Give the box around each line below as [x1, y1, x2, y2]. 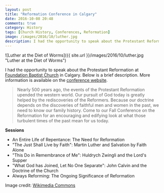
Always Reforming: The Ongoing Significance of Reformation [12, 173, 135, 178]
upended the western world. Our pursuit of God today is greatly [17, 92, 145, 97]
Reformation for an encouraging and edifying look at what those [17, 113, 146, 118]
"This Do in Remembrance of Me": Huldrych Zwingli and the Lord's [12, 152, 147, 158]
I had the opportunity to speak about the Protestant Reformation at [5, 67, 139, 73]
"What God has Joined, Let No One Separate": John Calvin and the [12, 162, 147, 168]
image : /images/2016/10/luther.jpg [5, 35, 78, 39]
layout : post [5, 7, 32, 12]
